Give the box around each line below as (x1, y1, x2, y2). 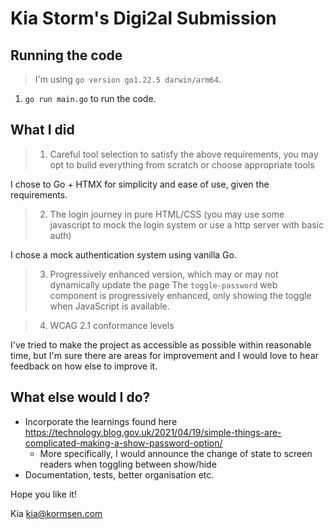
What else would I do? (10, 389, 151, 406)
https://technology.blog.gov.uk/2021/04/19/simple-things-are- (24, 426, 282, 438)
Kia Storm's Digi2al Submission (10, 7, 277, 30)
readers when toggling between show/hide (39, 458, 217, 470)
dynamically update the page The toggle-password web (49, 278, 278, 291)
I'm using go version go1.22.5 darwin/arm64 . (34, 73, 222, 85)
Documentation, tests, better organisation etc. (24, 468, 215, 481)
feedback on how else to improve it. (10, 360, 158, 372)
